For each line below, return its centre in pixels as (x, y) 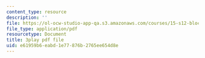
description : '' (27, 18)
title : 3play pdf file (35, 40)
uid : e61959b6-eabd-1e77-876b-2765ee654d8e (63, 46)
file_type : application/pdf (42, 29)
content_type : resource (37, 12)
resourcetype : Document (37, 34)
